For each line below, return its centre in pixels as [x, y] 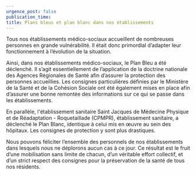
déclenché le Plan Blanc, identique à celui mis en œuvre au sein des [89, 124]
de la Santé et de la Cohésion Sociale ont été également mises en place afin [98, 88]
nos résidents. [23, 167]
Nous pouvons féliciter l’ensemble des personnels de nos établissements [95, 142]
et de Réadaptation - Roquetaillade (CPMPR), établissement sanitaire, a [92, 118]
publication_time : [29, 17]
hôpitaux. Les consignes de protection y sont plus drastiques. [81, 130]
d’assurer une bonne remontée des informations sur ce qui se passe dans [95, 94]
